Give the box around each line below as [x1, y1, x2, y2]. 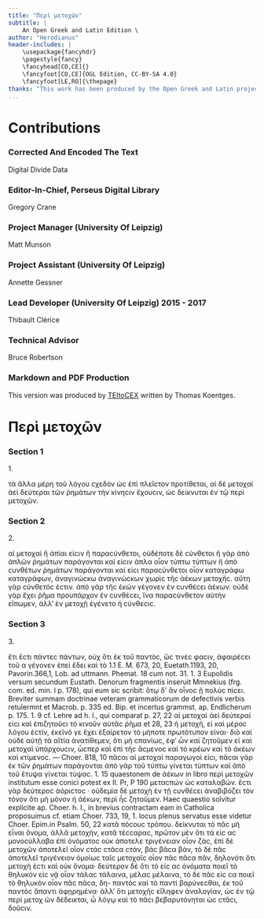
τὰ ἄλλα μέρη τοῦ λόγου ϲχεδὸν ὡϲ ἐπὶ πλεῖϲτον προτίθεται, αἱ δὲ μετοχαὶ [8, 479, 254, 489]
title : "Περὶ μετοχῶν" [8, 11, 82, 20]
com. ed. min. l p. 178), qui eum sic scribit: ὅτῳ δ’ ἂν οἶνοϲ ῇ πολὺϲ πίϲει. [8, 685, 246, 694]
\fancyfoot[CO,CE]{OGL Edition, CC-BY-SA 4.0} [22, 70, 178, 78]
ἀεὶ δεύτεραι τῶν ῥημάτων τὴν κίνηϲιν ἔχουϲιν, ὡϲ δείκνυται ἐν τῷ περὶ [8, 488, 245, 497]
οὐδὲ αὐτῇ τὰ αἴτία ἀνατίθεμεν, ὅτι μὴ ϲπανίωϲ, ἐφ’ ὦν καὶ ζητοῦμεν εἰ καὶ [8, 735, 253, 745]
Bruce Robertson [8, 352, 63, 363]
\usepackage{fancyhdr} [22, 48, 97, 56]
